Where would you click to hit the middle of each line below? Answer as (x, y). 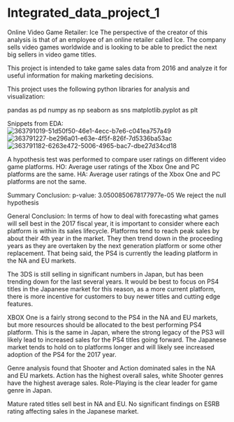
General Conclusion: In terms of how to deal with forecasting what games (113, 216)
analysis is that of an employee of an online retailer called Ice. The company (117, 39)
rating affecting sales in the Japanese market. (73, 411)
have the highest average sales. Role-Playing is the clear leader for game (112, 383)
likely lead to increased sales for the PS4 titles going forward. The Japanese (117, 340)
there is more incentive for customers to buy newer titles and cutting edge (114, 296)
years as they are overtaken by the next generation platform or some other (115, 245)
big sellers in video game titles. (52, 54)
